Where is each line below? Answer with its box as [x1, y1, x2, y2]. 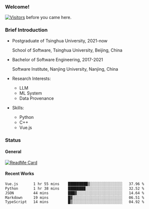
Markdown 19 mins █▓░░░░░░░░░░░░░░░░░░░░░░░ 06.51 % [5, 195, 145, 200]
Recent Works [5, 171, 34, 176]
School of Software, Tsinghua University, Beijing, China [12, 47, 123, 53]
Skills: [12, 105, 24, 111]
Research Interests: [12, 76, 51, 81]
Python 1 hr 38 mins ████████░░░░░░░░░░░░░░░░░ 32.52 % [5, 186, 145, 191]
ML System [19, 90, 42, 96]
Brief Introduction [5, 27, 48, 34]
